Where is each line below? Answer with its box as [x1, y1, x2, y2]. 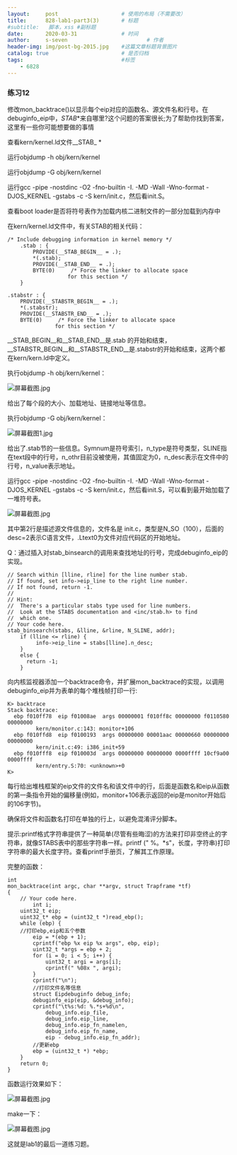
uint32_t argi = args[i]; [45, 958, 122, 965]
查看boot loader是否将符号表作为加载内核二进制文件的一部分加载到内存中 [7, 207, 221, 215]
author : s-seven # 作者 [7, 37, 164, 44]
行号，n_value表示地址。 [7, 461, 79, 470]
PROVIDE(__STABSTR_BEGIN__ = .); [20, 298, 119, 305]
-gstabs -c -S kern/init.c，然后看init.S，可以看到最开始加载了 [52, 485, 231, 494]
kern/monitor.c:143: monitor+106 [35, 725, 134, 732]
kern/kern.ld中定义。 [13, 353, 74, 362]
